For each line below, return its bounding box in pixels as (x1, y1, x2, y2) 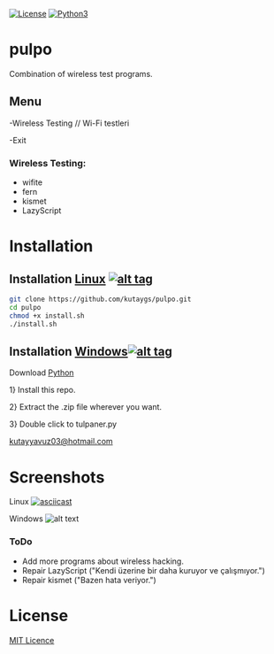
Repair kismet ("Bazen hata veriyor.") (21, 574, 156, 585)
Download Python (9, 367, 74, 378)
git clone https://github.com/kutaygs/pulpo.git (9, 295, 192, 304)
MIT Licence (9, 635, 55, 645)
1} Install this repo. (9, 385, 77, 396)
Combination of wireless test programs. (9, 68, 153, 79)
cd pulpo (9, 303, 42, 312)
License (9, 605, 69, 626)
